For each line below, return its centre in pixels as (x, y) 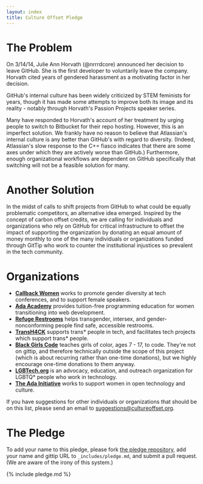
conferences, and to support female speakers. (73, 300)
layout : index (24, 12)
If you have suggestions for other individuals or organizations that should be (102, 402)
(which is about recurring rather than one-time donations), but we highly (105, 358)
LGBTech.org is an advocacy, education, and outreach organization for (104, 370)
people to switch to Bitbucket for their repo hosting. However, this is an (95, 127)
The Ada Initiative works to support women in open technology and (100, 384)
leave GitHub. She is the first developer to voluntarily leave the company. (98, 71)
